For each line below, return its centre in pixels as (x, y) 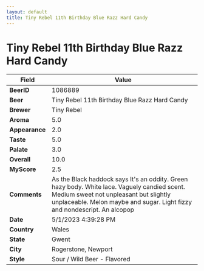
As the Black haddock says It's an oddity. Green (120, 179)
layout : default (27, 12)
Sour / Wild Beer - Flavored (91, 259)
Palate (19, 150)
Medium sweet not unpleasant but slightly (111, 194)
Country (22, 230)
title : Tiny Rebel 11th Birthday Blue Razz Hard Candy (77, 18)
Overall (20, 160)
